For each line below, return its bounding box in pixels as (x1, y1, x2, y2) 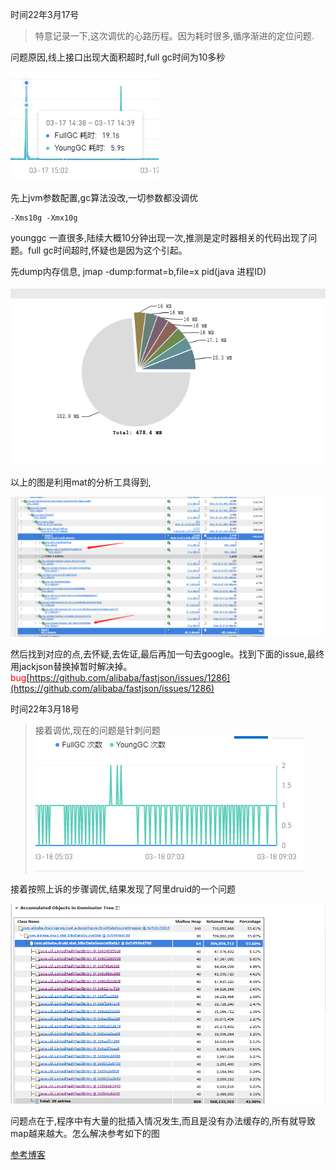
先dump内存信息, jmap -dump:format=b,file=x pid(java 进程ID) (10, 266, 267, 277)
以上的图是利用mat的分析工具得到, (10, 476, 152, 488)
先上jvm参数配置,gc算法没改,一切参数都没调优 (10, 192, 199, 203)
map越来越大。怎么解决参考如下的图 (10, 1128, 160, 1140)
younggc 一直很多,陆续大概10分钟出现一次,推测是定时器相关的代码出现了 (10, 232, 309, 243)
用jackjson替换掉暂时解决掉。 (10, 660, 133, 672)
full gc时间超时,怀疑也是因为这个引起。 (27, 244, 188, 256)
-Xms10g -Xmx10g (10, 213, 78, 223)
